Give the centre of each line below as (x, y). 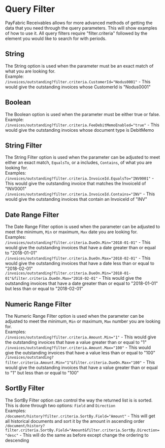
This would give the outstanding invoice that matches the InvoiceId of (76, 184)
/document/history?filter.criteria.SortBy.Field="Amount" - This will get (80, 416)
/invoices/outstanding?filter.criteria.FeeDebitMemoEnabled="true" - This (82, 125)
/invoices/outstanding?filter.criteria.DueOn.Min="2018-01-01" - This (78, 242)
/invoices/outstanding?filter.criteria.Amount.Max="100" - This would (78, 347)
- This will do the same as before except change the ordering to (84, 435)
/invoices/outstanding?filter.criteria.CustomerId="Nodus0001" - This (78, 81)
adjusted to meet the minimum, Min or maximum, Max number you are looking (83, 321)
